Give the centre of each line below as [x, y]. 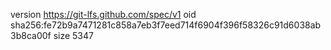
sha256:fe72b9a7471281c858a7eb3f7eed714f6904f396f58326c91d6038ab [166, 25]
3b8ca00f [31, 35]
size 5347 [73, 35]
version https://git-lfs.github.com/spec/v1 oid [103, 14]
